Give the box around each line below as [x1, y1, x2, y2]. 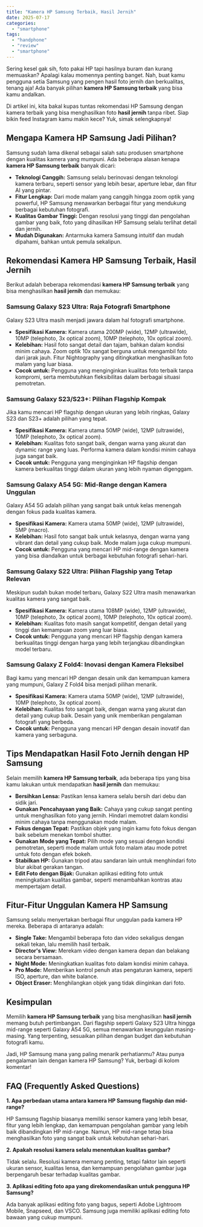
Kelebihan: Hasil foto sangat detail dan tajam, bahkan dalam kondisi [14, 341, 185, 348]
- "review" [11, 43, 39, 49]
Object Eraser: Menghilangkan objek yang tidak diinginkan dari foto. [14, 979, 185, 986]
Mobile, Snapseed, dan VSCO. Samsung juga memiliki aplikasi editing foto [6, 1207, 190, 1215]
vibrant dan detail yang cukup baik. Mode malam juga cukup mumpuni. [14, 539, 192, 547]
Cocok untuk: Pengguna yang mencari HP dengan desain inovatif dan [14, 725, 190, 732]
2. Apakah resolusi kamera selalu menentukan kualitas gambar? [6, 1146, 171, 1154]
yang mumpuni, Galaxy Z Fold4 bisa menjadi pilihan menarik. [6, 680, 158, 688]
